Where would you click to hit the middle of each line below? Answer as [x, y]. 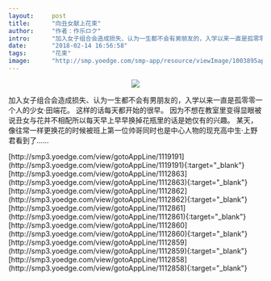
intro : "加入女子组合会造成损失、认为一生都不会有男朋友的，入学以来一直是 [128, 38]
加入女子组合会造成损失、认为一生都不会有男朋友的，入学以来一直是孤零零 [132, 100]
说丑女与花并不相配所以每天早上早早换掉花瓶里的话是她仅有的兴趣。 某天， [133, 120]
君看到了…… [29, 140]
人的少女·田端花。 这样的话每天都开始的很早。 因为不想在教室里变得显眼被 [138, 110]
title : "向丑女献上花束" [55, 23]
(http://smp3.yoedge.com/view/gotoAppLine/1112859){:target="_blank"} [128, 250]
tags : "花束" [40, 53]
